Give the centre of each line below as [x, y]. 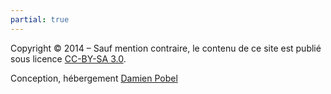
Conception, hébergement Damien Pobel [94, 78]
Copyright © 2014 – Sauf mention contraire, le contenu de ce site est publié [166, 48]
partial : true [40, 19]
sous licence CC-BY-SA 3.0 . [68, 58]
